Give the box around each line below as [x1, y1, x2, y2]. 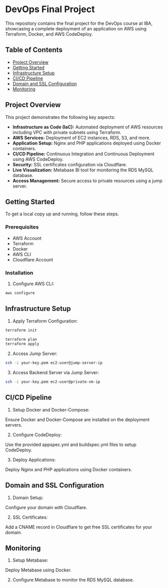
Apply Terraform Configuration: [12, 318, 78, 324]
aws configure [5, 290, 35, 295]
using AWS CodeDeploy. [12, 156, 64, 162]
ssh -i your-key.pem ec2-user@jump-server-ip [5, 360, 102, 366]
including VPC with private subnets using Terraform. [12, 129, 122, 135]
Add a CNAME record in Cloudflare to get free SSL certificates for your [5, 524, 152, 530]
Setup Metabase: [12, 557, 48, 563]
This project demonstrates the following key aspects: [5, 114, 116, 120]
